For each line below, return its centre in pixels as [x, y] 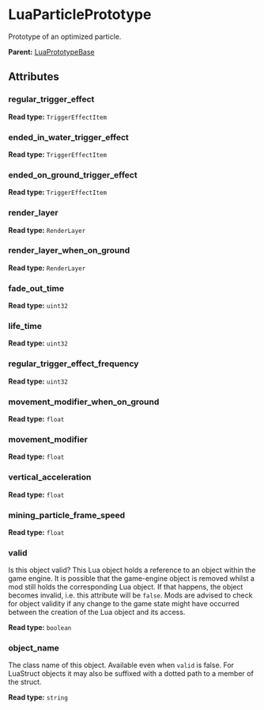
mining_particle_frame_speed [66, 515]
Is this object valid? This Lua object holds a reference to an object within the [132, 570]
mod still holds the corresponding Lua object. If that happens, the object [126, 587]
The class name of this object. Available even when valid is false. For [121, 665]
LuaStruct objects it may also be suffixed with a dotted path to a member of [131, 674]
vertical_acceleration [50, 477]
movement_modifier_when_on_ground [84, 402]
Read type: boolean [40, 628]
